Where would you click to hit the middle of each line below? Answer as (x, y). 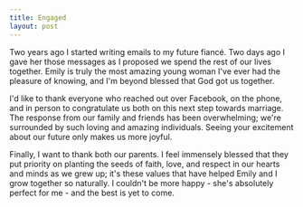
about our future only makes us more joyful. (91, 136)
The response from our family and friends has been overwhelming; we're (146, 118)
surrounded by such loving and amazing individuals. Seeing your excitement (151, 127)
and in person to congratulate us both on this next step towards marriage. (147, 108)
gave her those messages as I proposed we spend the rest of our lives (140, 61)
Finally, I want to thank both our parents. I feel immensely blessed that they (149, 154)
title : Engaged (38, 18)
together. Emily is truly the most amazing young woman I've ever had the (145, 71)
